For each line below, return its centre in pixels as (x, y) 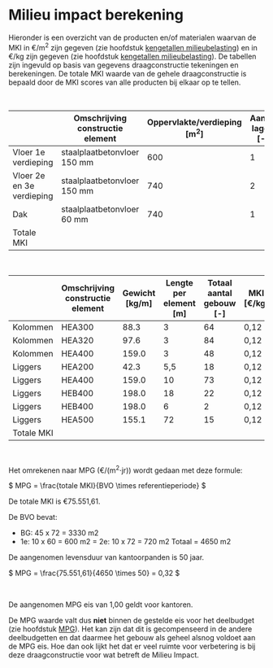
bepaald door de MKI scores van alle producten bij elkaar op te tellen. (125, 82)
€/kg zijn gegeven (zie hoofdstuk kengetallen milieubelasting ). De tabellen (132, 56)
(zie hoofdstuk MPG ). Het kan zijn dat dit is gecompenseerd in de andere (130, 629)
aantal (219, 293)
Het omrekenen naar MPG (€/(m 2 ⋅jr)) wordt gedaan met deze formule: (126, 469)
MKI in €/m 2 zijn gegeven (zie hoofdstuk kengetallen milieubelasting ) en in (133, 46)
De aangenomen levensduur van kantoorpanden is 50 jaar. (106, 557)
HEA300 (78, 327)
